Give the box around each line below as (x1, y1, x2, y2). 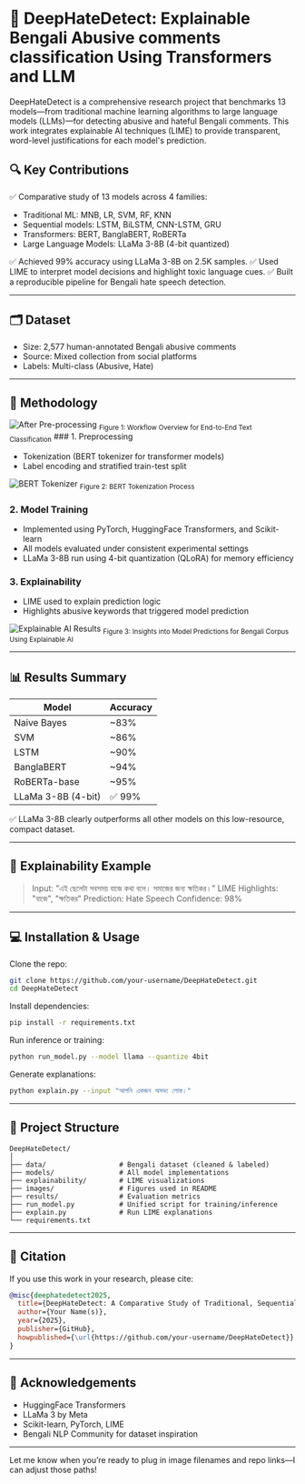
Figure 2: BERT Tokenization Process (80, 482, 195, 491)
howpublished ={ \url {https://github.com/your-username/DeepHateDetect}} (17, 1332, 295, 1342)
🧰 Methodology (9, 395, 98, 410)
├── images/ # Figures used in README (9, 1184, 218, 1193)
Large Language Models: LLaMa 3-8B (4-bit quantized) (22, 238, 230, 249)
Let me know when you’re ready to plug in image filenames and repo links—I (9, 1454, 296, 1465)
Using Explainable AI (9, 636, 74, 645)
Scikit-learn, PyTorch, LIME (22, 1419, 124, 1429)
